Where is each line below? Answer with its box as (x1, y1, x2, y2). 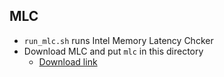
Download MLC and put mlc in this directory (23, 45, 204, 57)
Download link (38, 55, 98, 68)
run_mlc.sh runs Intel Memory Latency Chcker (23, 34, 214, 46)
